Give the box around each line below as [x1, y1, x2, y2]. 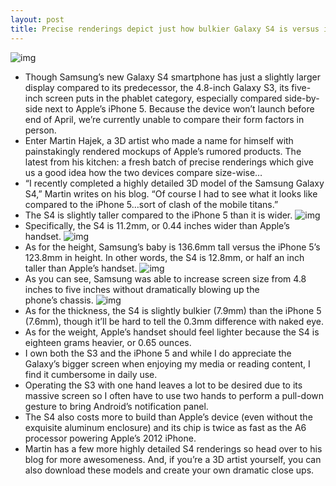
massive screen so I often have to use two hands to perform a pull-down [24, 389, 325, 401]
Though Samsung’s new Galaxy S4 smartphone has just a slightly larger [24, 71, 321, 83]
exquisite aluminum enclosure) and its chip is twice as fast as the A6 [24, 421, 307, 433]
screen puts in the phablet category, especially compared [44, 92, 283, 104]
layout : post [10, 14, 65, 25]
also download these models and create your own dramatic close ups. [24, 464, 315, 476]
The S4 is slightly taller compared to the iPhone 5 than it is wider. [24, 209, 293, 221]
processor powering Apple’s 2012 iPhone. [24, 432, 197, 444]
